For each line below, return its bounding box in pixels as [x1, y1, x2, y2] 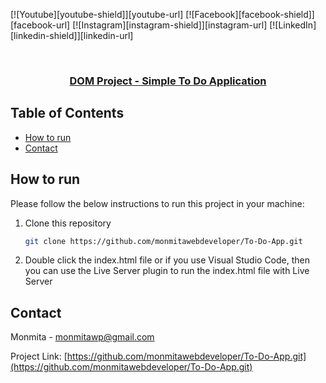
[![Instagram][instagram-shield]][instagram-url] [72, 19, 268, 31]
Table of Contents [10, 105, 125, 122]
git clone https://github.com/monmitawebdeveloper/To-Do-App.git [24, 236, 303, 246]
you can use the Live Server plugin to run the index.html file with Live [24, 265, 310, 277]
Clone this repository [24, 217, 112, 229]
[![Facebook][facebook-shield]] [185, 9, 315, 20]
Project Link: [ [10, 350, 68, 363]
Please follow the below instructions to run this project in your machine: [10, 197, 305, 209]
